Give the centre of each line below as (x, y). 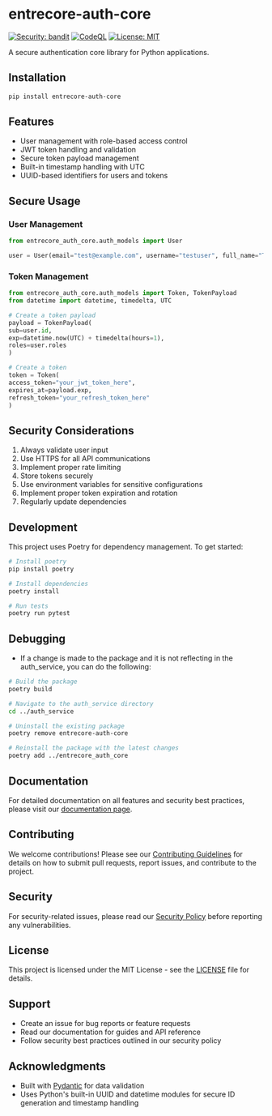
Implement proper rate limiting (70, 468)
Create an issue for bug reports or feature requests (105, 1024)
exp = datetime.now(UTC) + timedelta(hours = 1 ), (86, 338)
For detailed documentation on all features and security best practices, (127, 800)
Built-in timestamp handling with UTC (83, 167)
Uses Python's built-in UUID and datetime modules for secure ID (127, 1094)
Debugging (37, 638)
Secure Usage (45, 201)
